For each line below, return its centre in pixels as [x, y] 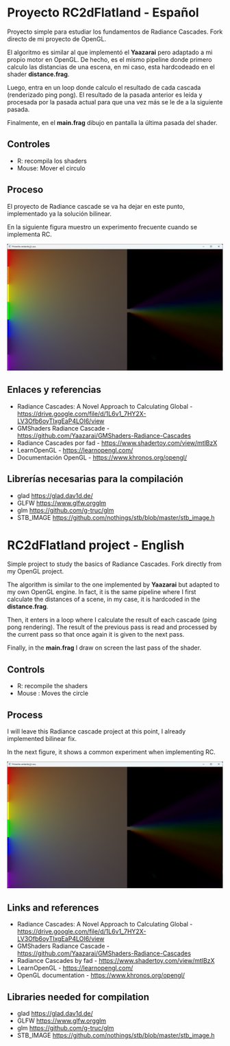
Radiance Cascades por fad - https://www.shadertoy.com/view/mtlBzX [117, 443]
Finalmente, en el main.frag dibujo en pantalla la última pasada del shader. [112, 122]
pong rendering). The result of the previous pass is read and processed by [112, 627]
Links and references [53, 908]
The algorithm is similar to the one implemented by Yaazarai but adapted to [114, 584]
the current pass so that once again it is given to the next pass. [96, 635]
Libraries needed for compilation [78, 997]
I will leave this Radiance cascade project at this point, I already [97, 731]
